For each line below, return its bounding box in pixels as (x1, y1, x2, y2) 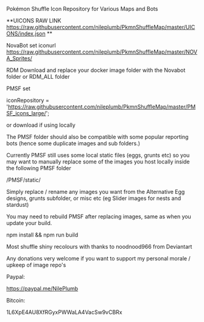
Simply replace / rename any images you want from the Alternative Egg (6, 188, 185, 195)
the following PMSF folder (6, 165, 72, 171)
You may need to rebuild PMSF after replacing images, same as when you (6, 213, 192, 220)
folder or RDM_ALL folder (6, 73, 70, 80)
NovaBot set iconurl (6, 42, 56, 49)
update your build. (6, 220, 52, 226)
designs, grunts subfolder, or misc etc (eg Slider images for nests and (6, 195, 181, 202)
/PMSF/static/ (6, 176, 41, 184)
